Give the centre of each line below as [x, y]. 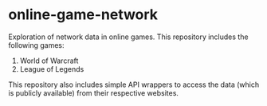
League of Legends [52, 69]
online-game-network [83, 15]
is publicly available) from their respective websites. [94, 92]
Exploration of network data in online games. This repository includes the [128, 37]
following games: [37, 45]
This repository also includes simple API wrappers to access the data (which [134, 84]
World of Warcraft [49, 61]
